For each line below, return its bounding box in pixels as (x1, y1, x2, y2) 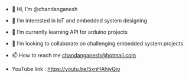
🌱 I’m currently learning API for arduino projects (11, 28, 128, 35)
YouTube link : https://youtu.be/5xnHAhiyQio (11, 66, 120, 72)
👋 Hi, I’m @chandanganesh (11, 6, 78, 12)
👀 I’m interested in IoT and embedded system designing (11, 17, 148, 24)
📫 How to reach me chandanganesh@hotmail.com (11, 52, 136, 58)
